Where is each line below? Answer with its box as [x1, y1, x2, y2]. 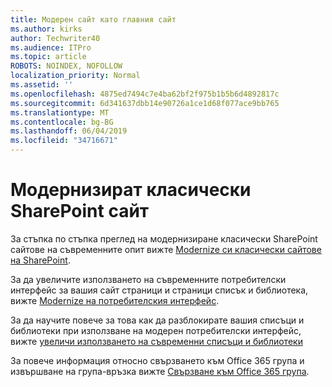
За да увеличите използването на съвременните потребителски [10, 273, 287, 285]
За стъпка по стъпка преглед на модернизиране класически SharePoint [10, 232, 318, 245]
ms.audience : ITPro [10, 42, 92, 53]
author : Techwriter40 [10, 33, 101, 43]
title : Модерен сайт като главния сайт [10, 14, 177, 25]
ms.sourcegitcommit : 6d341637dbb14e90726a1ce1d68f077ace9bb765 [10, 98, 280, 108]
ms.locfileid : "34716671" [10, 136, 118, 146]
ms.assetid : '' [10, 80, 74, 90]
